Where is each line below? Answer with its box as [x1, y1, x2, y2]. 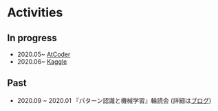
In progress [7, 32, 57, 44]
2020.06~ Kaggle [17, 58, 67, 66]
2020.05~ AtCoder [17, 50, 71, 58]
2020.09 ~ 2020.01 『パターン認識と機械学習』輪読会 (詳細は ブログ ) [17, 96, 212, 104]
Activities [7, 5, 63, 21]
